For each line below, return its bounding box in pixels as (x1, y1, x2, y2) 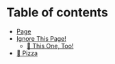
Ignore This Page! (16, 34, 66, 42)
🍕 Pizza (16, 49, 38, 57)
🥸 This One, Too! (26, 42, 74, 50)
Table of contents (6, 5, 109, 20)
